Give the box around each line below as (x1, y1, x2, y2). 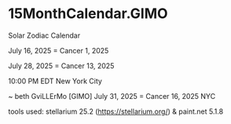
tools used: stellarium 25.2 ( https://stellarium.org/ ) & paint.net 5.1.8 (8, 107, 224, 116)
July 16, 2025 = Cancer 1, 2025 (8, 46, 109, 55)
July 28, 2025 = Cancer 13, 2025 (8, 60, 115, 71)
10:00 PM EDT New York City (8, 76, 102, 86)
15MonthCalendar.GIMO (8, 5, 168, 23)
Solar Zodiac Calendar (8, 31, 81, 40)
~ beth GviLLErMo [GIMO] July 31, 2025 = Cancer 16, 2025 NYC (8, 91, 216, 100)
